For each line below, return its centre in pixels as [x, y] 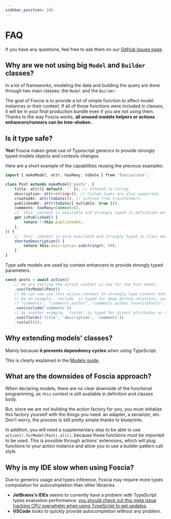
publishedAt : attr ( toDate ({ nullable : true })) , [67, 203]
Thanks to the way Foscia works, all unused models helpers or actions [80, 117]
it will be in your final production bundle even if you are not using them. [80, 111]
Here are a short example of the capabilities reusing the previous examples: [84, 166]
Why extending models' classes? [59, 338]
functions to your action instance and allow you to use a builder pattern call [84, 446]
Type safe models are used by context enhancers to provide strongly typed [84, 265]
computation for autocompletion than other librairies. [61, 485]
